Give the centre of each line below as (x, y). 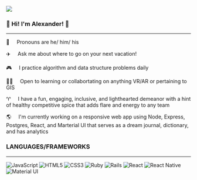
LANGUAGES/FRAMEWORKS (48, 147)
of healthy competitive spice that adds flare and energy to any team (88, 105)
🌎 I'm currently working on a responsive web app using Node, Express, (96, 117)
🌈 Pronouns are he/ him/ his (43, 42)
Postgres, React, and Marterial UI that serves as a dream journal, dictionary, (97, 125)
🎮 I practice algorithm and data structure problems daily (77, 68)
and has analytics (27, 131)
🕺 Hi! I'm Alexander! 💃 (38, 23)
